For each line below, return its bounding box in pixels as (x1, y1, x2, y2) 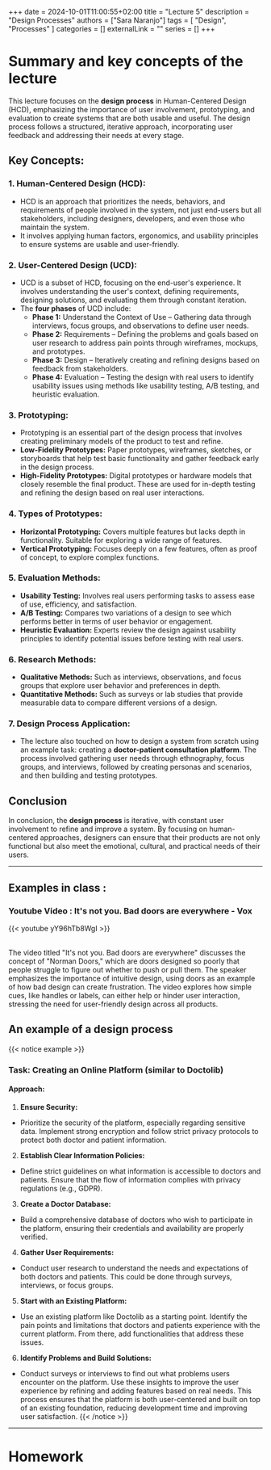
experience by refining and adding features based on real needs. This (19, 1385, 252, 1396)
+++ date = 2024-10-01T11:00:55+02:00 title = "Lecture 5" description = (8, 7, 250, 16)
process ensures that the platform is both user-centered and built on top (19, 1394, 261, 1404)
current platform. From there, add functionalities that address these (19, 1329, 244, 1338)
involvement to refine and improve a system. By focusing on (8, 824, 208, 834)
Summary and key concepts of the (8, 52, 244, 71)
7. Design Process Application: (8, 718, 131, 729)
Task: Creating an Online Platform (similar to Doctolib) (8, 1064, 224, 1075)
